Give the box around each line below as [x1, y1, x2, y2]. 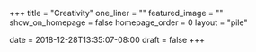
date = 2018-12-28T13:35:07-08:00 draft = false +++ [9, 35, 205, 45]
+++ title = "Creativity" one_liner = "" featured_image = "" [9, 8, 224, 18]
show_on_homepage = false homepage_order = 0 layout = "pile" [9, 17, 248, 28]
